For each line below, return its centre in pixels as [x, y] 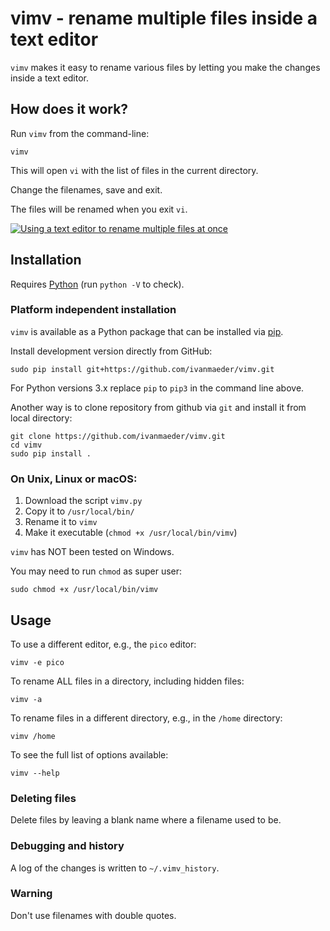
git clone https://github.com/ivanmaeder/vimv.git [118, 436]
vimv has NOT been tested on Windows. [92, 552]
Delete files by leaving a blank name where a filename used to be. [146, 820]
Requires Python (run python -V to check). [97, 284]
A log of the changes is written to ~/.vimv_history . [115, 868]
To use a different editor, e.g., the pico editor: [103, 644]
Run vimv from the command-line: [80, 133]
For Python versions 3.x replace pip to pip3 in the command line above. [157, 388]
